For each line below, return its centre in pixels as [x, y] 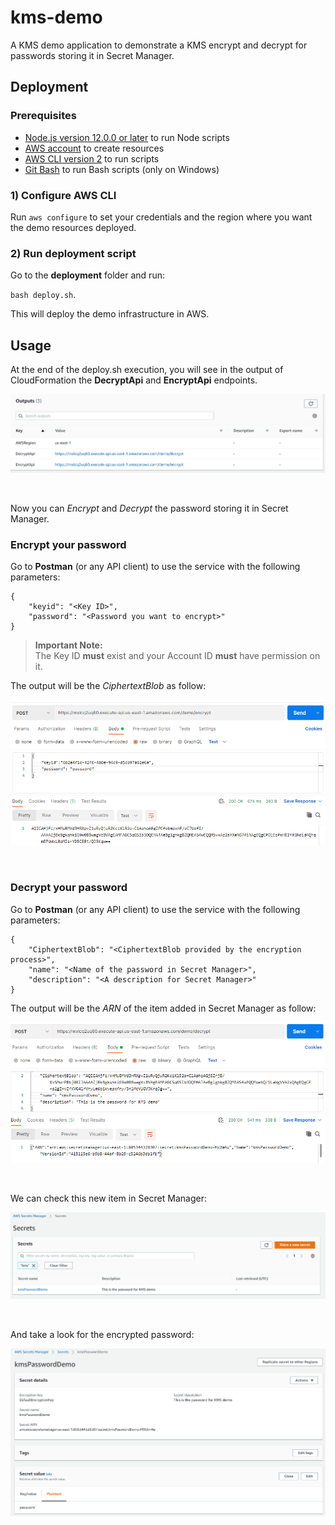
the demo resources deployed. [73, 227]
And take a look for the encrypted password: [102, 1334]
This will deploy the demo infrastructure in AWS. [110, 314]
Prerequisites [43, 116]
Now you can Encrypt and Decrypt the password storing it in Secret [149, 508]
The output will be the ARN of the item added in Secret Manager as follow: [163, 1008]
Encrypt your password [68, 545]
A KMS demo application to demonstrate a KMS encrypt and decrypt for [159, 45]
